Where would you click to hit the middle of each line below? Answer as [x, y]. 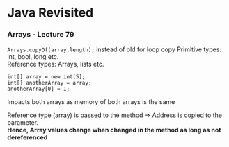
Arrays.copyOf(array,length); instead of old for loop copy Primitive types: [114, 49]
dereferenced [27, 137]
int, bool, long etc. [33, 57]
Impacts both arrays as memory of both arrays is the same [91, 102]
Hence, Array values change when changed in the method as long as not [114, 130]
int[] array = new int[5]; [46, 77]
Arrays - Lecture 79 [41, 35]
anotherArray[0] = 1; [39, 89]
